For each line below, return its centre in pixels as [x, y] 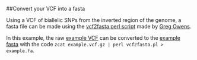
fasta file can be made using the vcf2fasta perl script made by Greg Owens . [99, 26]
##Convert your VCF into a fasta [46, 9]
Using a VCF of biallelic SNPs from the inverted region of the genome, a [94, 20]
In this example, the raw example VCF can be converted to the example [93, 38]
